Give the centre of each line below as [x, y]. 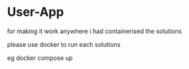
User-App [35, 12]
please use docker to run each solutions [64, 44]
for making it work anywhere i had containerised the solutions [94, 31]
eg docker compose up [40, 58]
